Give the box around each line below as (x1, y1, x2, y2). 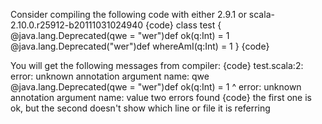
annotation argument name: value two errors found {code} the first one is (10, 92, 312, 103)
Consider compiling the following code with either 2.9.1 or (10, 9, 247, 20)
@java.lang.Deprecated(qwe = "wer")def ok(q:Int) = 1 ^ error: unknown (10, 81, 302, 93)
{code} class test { (145, 19, 222, 31)
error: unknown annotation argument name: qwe (10, 70, 210, 82)
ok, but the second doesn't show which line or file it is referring (10, 102, 271, 114)
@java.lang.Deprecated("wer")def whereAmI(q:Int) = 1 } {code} (10, 40, 270, 52)
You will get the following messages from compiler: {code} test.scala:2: (10, 60, 304, 71)
